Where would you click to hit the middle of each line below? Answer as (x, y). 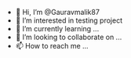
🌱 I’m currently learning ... (57, 29)
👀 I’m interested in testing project (69, 20)
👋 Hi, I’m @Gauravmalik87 (58, 12)
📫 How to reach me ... (52, 46)
